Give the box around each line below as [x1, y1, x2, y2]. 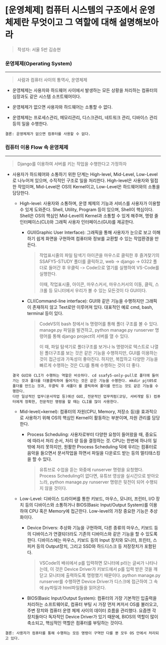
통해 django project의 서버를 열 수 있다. [52, 333, 129, 339]
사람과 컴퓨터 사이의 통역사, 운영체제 [17, 77, 87, 83]
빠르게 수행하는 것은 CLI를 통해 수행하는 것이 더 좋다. [39, 362, 141, 368]
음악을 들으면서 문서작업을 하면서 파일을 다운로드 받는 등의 [27, 450, 139, 456]
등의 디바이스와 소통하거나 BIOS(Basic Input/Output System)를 [25, 502, 148, 508]
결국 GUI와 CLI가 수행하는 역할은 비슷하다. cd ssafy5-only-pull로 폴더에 [12, 373, 150, 378]
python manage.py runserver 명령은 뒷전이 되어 [49, 479, 145, 485]
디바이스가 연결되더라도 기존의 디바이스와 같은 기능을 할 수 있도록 [32, 531, 158, 537]
